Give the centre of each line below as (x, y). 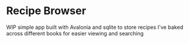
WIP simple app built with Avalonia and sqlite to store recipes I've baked (95, 27)
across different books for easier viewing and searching (75, 33)
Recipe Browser (46, 11)
